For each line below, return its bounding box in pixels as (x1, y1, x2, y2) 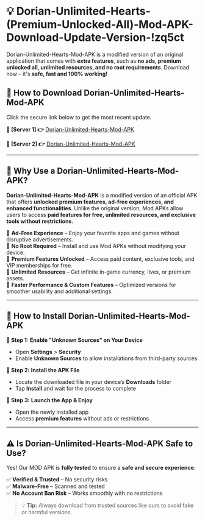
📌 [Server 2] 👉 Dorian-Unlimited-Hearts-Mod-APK (6, 140, 135, 147)
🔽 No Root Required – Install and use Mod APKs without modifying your (6, 242, 186, 249)
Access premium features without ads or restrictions (15, 415, 149, 422)
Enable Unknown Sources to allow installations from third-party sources (15, 355, 198, 362)
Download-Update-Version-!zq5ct (6, 30, 184, 44)
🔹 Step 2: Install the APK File (6, 367, 80, 374)
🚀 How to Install (6, 311, 67, 321)
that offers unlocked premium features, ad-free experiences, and (6, 198, 174, 205)
